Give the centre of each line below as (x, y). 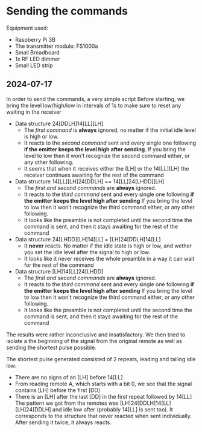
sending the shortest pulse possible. (51, 347)
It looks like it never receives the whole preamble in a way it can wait (109, 258)
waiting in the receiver (34, 112)
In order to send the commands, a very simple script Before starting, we (96, 99)
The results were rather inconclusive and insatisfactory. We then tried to (96, 335)
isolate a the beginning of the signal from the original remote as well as (94, 341)
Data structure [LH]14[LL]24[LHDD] (59, 271)
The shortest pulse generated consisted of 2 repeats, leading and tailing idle (101, 359)
